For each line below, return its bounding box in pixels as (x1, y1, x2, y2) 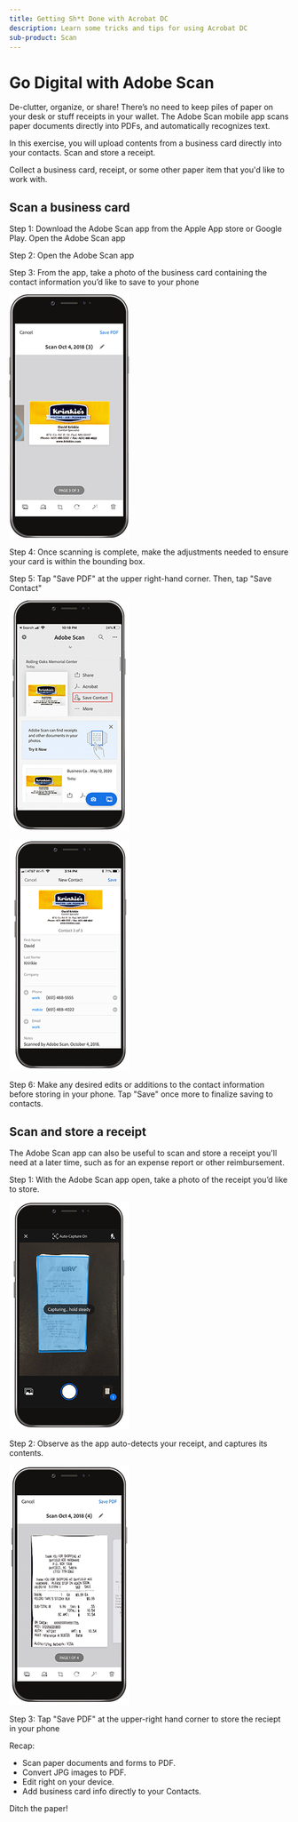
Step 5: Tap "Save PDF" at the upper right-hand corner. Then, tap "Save (9, 573, 272, 584)
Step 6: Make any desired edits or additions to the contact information (9, 1080, 265, 1091)
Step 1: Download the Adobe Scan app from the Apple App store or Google (9, 223, 282, 235)
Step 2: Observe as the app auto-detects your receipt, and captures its (9, 1438, 268, 1449)
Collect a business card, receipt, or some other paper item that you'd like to (9, 164, 286, 175)
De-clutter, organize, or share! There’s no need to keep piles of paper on (9, 102, 273, 113)
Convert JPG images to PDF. (21, 1767, 127, 1778)
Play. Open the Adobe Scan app (9, 233, 126, 244)
